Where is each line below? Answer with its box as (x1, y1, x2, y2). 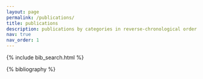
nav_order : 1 (6, 37, 40, 43)
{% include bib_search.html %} (6, 54, 84, 61)
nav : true (6, 32, 32, 38)
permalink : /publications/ (6, 15, 75, 21)
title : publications (6, 20, 59, 26)
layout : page (6, 9, 40, 15)
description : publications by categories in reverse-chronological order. (6, 26, 200, 32)
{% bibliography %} (6, 66, 56, 73)
